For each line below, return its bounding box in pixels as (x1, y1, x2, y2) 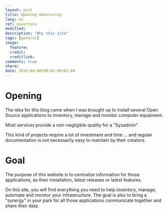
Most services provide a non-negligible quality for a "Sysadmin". (5, 122, 139, 128)
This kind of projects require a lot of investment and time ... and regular (5, 132, 152, 138)
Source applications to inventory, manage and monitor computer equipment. (5, 112, 163, 118)
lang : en (5, 17, 24, 22)
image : (5, 40, 19, 45)
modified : (5, 26, 26, 31)
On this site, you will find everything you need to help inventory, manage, (5, 186, 156, 192)
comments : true (5, 59, 37, 64)
